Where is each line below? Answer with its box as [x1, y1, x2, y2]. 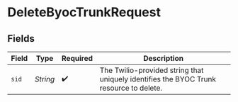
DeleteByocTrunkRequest [7, 4, 161, 21]
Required [61, 54, 93, 63]
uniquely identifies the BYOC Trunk [99, 74, 217, 84]
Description [143, 54, 184, 63]
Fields [7, 33, 35, 45]
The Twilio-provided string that [99, 65, 204, 75]
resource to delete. [99, 83, 163, 93]
